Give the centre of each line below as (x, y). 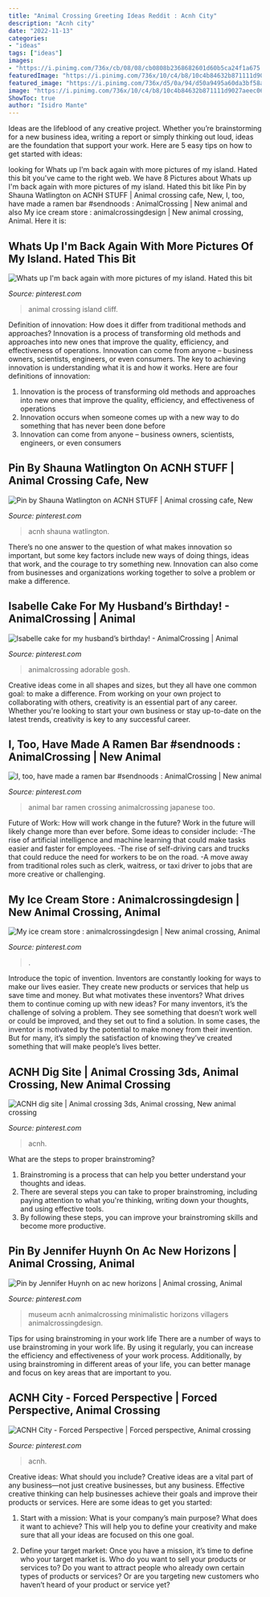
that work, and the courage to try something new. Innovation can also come (133, 564)
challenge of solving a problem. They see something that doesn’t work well (133, 1012)
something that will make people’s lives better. (84, 1047)
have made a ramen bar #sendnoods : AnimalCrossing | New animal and (128, 204)
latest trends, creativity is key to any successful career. (100, 719)
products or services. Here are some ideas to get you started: (110, 1502)
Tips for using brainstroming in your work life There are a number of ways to (135, 1338)
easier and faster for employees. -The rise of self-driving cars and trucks (129, 848)
